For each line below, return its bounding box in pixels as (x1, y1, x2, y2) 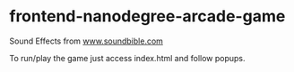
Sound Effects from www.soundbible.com (9, 36, 164, 46)
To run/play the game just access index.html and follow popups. (9, 52, 246, 63)
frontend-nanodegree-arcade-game (9, 6, 286, 27)
